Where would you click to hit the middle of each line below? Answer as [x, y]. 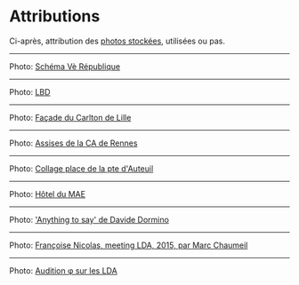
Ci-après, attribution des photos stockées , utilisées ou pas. [117, 41]
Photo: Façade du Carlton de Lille [70, 117]
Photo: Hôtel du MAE [48, 194]
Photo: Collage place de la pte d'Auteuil [81, 168]
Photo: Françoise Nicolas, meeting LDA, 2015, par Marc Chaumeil [129, 245]
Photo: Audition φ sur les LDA [63, 270]
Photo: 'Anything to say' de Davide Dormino [89, 219]
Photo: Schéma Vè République [65, 66]
